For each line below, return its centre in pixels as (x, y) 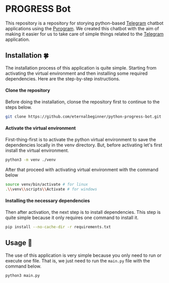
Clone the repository (28, 91)
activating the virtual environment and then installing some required (77, 73)
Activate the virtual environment (40, 128)
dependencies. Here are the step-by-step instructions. (63, 79)
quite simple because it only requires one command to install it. (72, 217)
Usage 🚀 (19, 243)
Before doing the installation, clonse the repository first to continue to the (82, 102)
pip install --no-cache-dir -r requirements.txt (58, 227)
